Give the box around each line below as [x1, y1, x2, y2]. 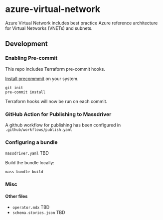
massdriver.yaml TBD [5, 150, 49, 156]
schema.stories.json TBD [12, 210, 66, 216]
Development [5, 40, 48, 48]
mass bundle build [5, 169, 43, 175]
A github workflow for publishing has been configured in [5, 122, 121, 128]
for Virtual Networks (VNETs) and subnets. [5, 25, 93, 31]
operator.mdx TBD [12, 204, 50, 210]
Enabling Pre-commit [5, 55, 58, 62]
